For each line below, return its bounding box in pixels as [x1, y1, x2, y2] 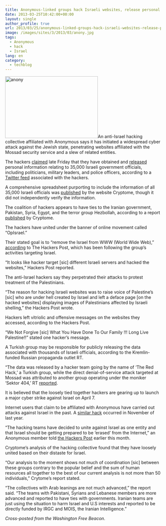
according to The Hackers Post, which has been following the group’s [5, 244, 147, 250]
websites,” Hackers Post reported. [5, 265, 75, 271]
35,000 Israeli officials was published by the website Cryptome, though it [5, 190, 154, 195]
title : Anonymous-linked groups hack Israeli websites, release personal [5, 7, 161, 12]
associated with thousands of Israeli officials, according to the [5, 349, 132, 355]
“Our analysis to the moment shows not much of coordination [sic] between [5, 460, 160, 466]
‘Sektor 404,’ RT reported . [5, 380, 58, 386]
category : [5, 58, 26, 63]
